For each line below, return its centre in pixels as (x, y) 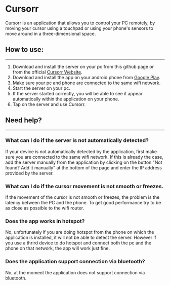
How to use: (25, 49)
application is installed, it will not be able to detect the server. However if (81, 238)
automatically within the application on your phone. (66, 99)
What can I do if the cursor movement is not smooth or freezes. (84, 186)
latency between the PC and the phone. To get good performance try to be (83, 203)
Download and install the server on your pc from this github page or (83, 66)
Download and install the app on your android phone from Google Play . (87, 77)
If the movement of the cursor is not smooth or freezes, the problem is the (82, 197)
